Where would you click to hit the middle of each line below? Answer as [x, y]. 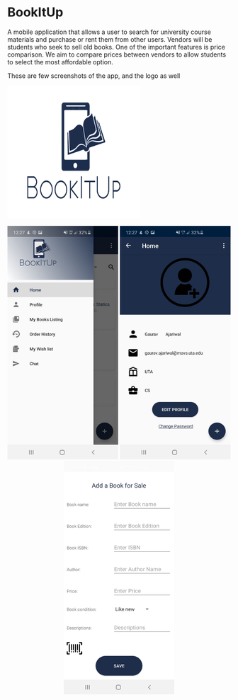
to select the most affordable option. [60, 62]
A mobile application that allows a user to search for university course [109, 32]
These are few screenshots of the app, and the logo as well [94, 76]
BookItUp [35, 12]
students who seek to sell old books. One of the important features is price [116, 47]
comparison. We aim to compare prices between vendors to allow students [117, 54]
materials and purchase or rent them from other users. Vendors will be [110, 39]
